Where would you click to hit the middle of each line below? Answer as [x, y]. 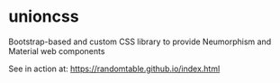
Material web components [57, 51]
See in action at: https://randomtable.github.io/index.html [114, 69]
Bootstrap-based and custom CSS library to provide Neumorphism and [140, 41]
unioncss [44, 17]
